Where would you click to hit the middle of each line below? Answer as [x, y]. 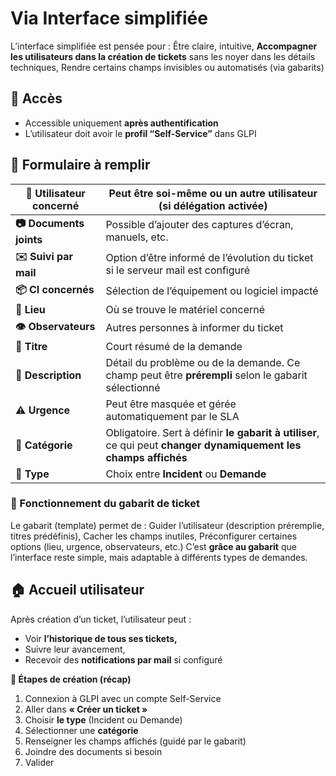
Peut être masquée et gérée [171, 404]
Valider [39, 762]
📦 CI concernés [55, 289]
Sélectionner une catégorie [81, 730]
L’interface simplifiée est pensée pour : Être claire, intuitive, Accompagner [164, 46]
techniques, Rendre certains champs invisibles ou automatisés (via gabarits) [167, 67]
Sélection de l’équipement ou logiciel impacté [212, 291]
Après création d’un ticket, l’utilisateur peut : [101, 619]
